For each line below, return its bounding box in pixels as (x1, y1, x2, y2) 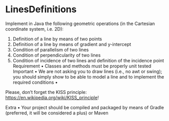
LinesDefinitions (5, 4, 77, 15)
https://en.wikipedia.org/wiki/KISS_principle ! (5, 94, 99, 101)
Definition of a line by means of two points (12, 36, 102, 42)
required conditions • (12, 79, 58, 85)
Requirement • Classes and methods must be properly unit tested (12, 63, 152, 69)
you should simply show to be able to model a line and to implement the (12, 74, 164, 80)
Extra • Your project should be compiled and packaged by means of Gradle (5, 104, 164, 110)
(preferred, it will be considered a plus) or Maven (5, 110, 109, 116)
